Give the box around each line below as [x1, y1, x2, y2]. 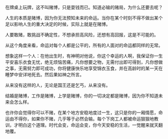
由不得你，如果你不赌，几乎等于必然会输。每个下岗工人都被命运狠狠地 [9, 116, 154, 122]
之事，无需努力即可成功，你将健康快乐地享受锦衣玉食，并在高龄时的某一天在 [5, 65, 163, 71]
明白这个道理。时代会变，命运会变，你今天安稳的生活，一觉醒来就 [18, 122, 154, 128]
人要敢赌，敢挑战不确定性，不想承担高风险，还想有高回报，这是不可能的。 [5, 32, 158, 37]
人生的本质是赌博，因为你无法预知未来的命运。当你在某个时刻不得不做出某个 [5, 15, 163, 21]
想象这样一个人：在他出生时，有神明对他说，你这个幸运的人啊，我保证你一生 [5, 53, 163, 59]
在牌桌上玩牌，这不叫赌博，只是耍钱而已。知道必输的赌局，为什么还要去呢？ [5, 4, 163, 10]
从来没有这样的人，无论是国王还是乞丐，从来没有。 [5, 82, 110, 88]
